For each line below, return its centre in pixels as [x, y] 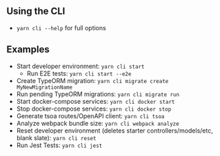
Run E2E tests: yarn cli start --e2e [79, 73]
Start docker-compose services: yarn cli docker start [96, 101]
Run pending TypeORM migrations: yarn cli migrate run [98, 94]
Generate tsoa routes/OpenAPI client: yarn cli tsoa [90, 115]
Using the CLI [36, 11]
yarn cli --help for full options [61, 27]
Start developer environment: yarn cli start [80, 66]
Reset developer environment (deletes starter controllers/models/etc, [114, 131]
